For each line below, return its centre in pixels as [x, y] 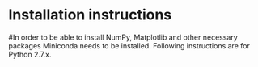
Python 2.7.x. [30, 54]
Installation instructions [90, 15]
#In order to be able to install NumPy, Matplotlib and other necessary [123, 37]
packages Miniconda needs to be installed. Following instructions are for [129, 45]
